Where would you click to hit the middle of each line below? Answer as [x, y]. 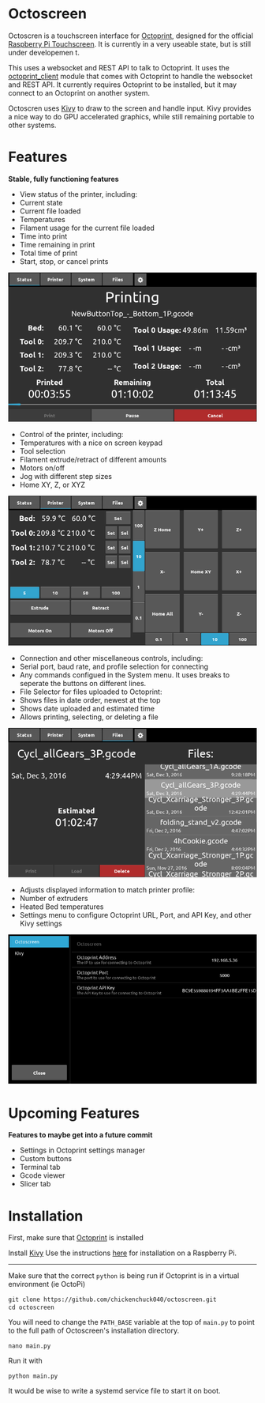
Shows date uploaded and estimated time [87, 708]
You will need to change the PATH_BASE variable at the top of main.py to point [131, 1322]
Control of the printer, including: [71, 435]
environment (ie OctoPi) [47, 1284]
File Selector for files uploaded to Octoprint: [91, 692]
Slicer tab [35, 1184]
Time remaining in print [57, 244]
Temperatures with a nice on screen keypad [91, 443]
